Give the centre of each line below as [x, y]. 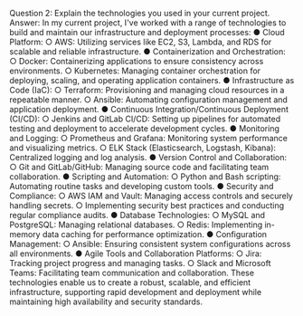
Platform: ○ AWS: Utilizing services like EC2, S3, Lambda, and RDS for [141, 42]
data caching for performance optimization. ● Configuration [155, 234]
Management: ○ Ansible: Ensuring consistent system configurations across [150, 244]
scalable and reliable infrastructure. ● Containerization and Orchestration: [148, 52]
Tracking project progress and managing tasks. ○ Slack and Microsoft [140, 263]
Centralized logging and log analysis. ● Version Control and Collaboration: [148, 157]
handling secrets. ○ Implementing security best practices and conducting [147, 206]
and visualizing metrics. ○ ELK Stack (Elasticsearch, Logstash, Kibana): [143, 148]
